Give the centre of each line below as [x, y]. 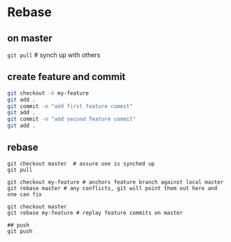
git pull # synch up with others [54, 55]
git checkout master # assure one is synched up [81, 163]
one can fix [24, 194]
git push [20, 231]
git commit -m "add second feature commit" [72, 119]
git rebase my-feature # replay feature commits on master [95, 213]
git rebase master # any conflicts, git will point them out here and [112, 188]
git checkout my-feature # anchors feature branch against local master [115, 182]
